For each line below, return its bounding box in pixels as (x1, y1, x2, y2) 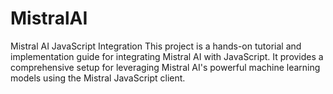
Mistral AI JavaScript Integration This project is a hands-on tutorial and (10, 40, 302, 52)
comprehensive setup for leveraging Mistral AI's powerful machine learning (10, 61, 321, 73)
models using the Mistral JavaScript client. (10, 72, 186, 84)
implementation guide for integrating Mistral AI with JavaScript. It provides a (10, 50, 324, 62)
